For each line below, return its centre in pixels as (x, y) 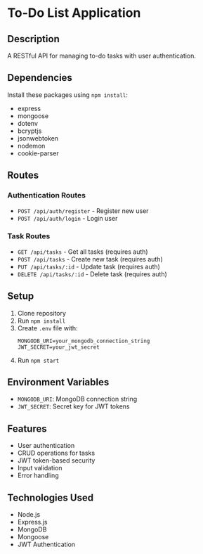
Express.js (32, 522)
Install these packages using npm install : (67, 95)
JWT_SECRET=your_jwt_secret (58, 347)
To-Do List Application (74, 13)
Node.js (29, 515)
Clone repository (42, 313)
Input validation (40, 468)
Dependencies (40, 78)
